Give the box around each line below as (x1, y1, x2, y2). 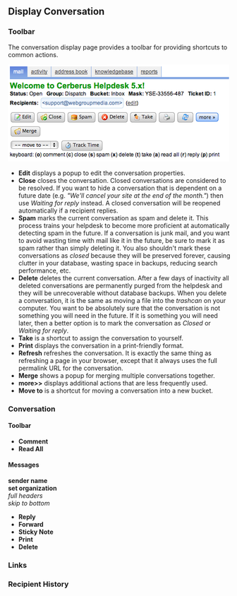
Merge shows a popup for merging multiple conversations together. (18, 371, 215, 380)
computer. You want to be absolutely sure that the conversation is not (18, 304, 221, 312)
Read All (18, 444, 44, 453)
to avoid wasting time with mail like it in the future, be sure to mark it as (18, 236, 225, 244)
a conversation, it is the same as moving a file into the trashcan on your (18, 296, 226, 304)
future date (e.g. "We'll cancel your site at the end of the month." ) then (18, 191, 224, 200)
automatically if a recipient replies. (18, 206, 119, 215)
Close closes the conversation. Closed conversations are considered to (18, 176, 226, 184)
